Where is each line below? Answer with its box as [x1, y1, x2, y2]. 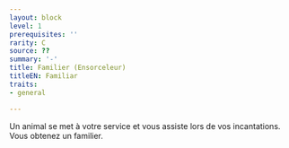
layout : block [9, 13, 63, 22]
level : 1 [9, 22, 42, 30]
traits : [9, 80, 39, 89]
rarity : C [9, 38, 47, 48]
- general [9, 88, 47, 97]
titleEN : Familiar [9, 72, 78, 81]
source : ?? [9, 47, 50, 56]
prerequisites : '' [9, 30, 78, 39]
